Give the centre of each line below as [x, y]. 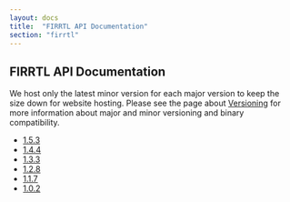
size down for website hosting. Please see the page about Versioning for [145, 103]
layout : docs [34, 18]
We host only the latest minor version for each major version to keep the [145, 94]
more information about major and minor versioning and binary [127, 113]
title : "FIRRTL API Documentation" [79, 26]
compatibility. [35, 123]
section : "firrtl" [44, 35]
